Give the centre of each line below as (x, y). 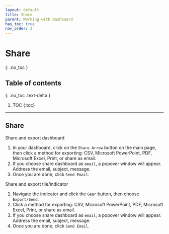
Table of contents (33, 83)
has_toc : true (20, 24)
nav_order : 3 (19, 29)
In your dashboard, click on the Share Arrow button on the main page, (84, 147)
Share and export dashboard (35, 138)
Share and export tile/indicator (37, 184)
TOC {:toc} (24, 105)
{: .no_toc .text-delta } (28, 95)
